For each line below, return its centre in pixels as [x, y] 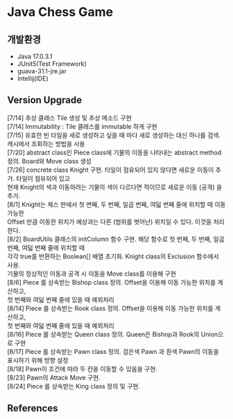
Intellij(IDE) [33, 78]
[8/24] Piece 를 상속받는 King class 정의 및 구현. [74, 386]
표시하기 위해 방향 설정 [38, 360]
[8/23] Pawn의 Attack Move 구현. [54, 377]
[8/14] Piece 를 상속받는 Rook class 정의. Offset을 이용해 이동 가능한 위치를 [110, 308]
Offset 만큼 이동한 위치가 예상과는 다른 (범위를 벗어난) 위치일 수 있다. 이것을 [110, 222]
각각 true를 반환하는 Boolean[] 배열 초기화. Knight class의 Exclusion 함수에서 [113, 256]
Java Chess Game [60, 12]
